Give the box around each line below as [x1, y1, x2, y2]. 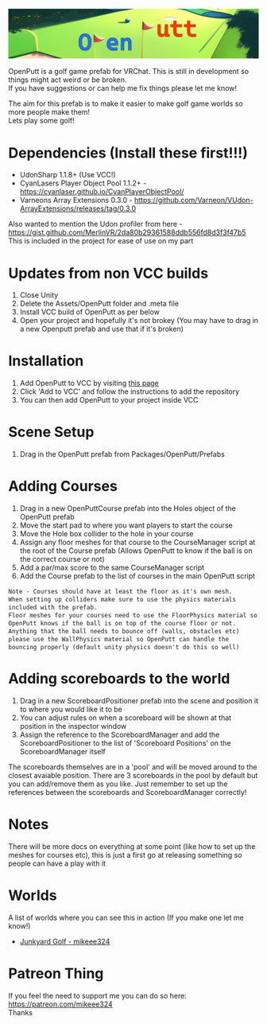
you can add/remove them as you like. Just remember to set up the [8, 779, 228, 788]
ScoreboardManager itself [19, 747, 106, 757]
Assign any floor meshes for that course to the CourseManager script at [19, 538, 256, 547]
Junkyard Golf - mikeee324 [19, 936, 110, 946]
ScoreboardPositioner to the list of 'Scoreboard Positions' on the [19, 738, 232, 748]
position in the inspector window [19, 722, 127, 731]
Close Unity [19, 290, 59, 300]
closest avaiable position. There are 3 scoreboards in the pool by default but [8, 771, 258, 781]
